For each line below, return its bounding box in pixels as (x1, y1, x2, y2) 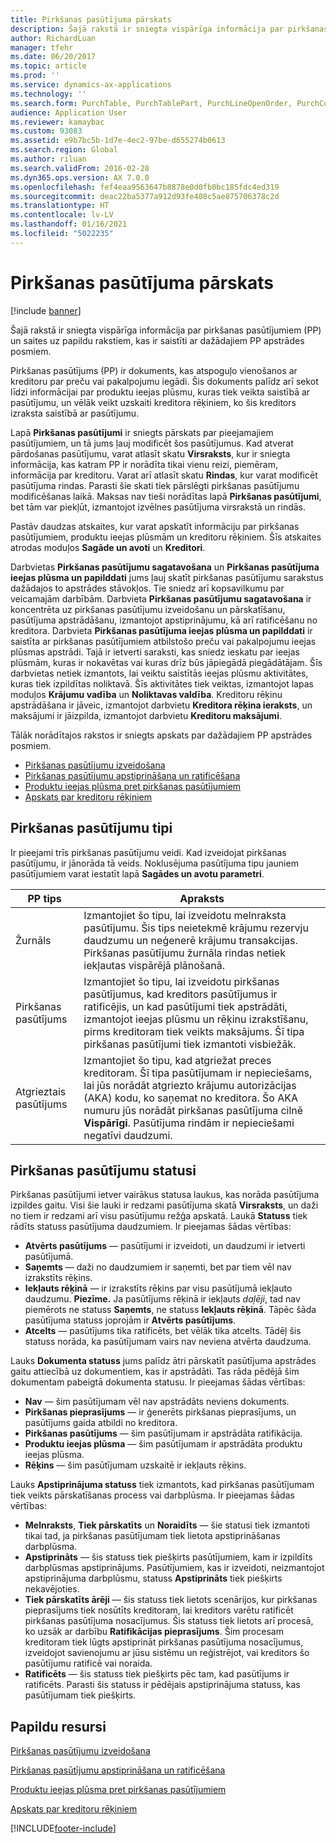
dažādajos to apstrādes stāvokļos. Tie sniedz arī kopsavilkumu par (10, 582, 285, 594)
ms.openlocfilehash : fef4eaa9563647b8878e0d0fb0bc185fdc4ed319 (10, 182, 280, 192)
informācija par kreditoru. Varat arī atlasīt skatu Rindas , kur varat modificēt (10, 469, 318, 481)
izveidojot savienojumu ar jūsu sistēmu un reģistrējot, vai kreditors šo (24, 1647, 310, 1659)
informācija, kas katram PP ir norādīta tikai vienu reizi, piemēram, (10, 458, 278, 470)
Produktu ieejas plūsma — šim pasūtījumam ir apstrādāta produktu (24, 1438, 303, 1450)
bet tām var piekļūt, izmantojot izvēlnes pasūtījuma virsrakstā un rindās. (10, 501, 307, 513)
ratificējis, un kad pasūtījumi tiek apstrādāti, (83, 999, 288, 1013)
